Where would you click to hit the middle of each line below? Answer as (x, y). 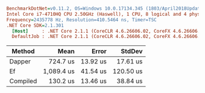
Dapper (20, 62)
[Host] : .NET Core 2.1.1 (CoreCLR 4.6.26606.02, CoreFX (91, 31)
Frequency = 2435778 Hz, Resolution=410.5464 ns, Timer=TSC (81, 20)
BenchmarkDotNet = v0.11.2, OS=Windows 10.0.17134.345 (75, 8)
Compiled (23, 81)
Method (23, 51)
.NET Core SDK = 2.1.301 (35, 25)
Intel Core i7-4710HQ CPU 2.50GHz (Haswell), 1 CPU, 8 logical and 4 (97, 14)
